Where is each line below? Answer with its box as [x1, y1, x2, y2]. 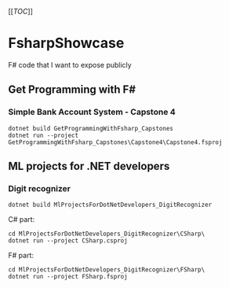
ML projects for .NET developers [8, 160, 170, 173]
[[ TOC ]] [8, 7, 33, 16]
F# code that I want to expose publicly [8, 60, 132, 69]
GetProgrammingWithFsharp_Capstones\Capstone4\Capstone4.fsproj [8, 138, 223, 146]
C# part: [8, 215, 35, 224]
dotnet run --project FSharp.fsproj [8, 273, 128, 281]
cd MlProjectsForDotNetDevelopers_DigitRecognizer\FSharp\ [8, 266, 205, 274]
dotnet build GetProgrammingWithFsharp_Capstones [8, 124, 174, 132]
